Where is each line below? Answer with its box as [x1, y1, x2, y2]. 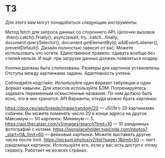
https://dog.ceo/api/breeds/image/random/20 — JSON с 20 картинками [5, 105, 154, 111]
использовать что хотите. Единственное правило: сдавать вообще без [5, 50, 155, 56]
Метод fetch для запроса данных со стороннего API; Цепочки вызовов [5, 29, 155, 35]
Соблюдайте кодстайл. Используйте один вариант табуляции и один [5, 80, 151, 86]
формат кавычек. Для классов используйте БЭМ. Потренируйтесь [5, 85, 147, 91]
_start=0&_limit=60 [5, 131, 44, 137]
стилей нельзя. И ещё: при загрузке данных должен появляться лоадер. [5, 55, 159, 61]
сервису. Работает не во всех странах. [5, 147, 88, 153]
